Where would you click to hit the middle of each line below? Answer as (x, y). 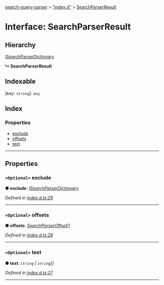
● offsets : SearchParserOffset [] (38, 226)
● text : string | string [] (30, 263)
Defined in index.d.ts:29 (29, 198)
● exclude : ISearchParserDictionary (42, 189)
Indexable (20, 82)
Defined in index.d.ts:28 (29, 235)
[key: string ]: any (22, 93)
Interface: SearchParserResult (68, 27)
